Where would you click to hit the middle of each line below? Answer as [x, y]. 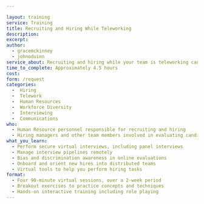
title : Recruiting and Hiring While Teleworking [69, 28]
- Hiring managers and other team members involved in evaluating [97, 136]
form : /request [25, 79]
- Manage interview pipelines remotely [62, 152]
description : [23, 34]
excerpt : [17, 40]
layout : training [28, 17]
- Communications [35, 119]
